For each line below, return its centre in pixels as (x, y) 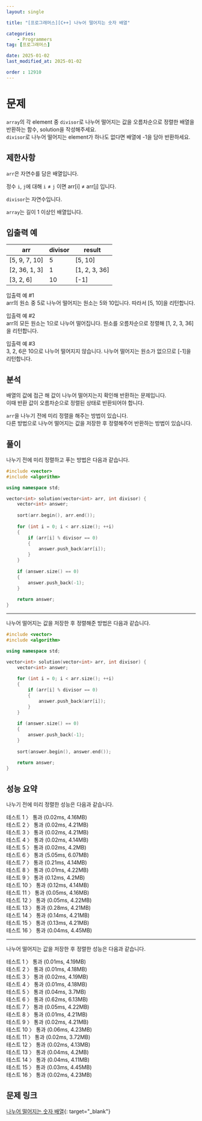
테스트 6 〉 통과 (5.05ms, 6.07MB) (47, 855)
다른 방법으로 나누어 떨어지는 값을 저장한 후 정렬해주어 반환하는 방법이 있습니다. (99, 424)
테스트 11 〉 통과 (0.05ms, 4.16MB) (48, 893)
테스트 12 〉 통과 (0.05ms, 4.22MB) (49, 900)
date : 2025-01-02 (28, 56)
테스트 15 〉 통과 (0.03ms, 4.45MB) (49, 1067)
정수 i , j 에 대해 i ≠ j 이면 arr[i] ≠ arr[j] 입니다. (61, 186)
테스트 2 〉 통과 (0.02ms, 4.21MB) (47, 825)
